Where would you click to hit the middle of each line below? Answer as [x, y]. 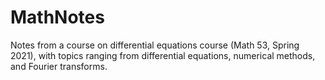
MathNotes [57, 17]
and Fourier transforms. [59, 66]
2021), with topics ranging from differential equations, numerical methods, [163, 55]
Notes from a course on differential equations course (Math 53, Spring [155, 45]
